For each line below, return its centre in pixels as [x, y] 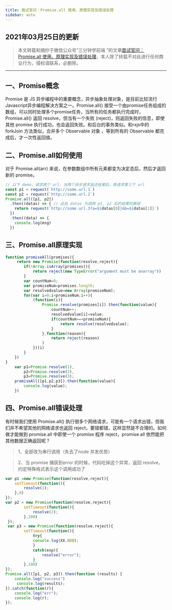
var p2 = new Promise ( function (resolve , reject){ [58, 503]
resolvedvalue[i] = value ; [77, 314]
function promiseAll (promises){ [40, 257]
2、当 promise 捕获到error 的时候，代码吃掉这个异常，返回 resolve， [90, 462]
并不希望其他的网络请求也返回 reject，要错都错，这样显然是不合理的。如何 [88, 428]
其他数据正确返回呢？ [28, 441]
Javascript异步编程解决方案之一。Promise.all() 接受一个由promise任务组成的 [86, 105]
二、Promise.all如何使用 [44, 155]
